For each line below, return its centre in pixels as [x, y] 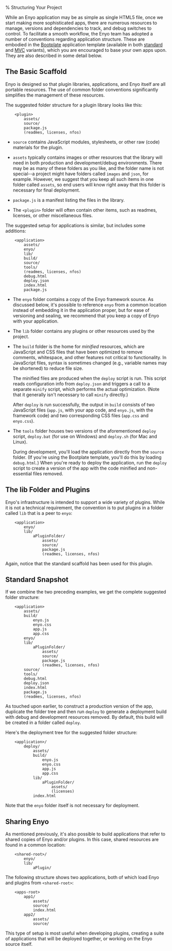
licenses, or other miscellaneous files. [53, 215]
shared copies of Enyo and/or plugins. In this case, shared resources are [82, 840]
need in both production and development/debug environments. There [87, 163]
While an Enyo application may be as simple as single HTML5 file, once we [84, 17]
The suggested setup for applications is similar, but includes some [75, 225]
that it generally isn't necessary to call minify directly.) [70, 395]
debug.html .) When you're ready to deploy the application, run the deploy [90, 462]
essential [22, 473]
